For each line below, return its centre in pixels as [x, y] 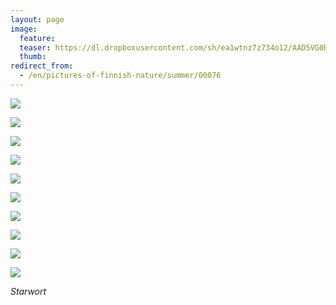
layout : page [37, 19]
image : [24, 29]
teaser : [35, 47]
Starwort [28, 291]
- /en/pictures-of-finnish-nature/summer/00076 [120, 76]
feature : [37, 38]
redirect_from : [42, 66]
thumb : [33, 57]
